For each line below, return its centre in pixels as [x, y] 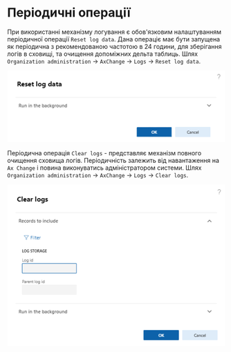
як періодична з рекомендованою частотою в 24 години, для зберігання [115, 46]
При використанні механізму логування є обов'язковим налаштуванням [114, 32]
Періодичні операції [69, 13]
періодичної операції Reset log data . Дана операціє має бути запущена [113, 39]
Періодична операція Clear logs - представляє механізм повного [104, 153]
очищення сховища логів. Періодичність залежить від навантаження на [113, 161]
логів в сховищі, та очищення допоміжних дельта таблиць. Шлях [103, 54]
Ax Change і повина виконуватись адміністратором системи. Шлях [104, 168]
